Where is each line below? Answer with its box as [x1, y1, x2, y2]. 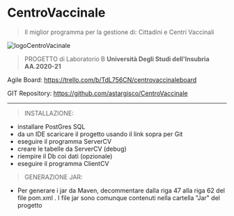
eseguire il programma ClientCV [17, 159, 109, 167]
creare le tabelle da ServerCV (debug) [17, 144, 127, 153]
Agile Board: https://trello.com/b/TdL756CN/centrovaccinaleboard [7, 75, 197, 84]
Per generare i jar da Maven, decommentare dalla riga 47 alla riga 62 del [17, 186, 225, 194]
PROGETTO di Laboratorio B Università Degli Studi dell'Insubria [24, 54, 210, 63]
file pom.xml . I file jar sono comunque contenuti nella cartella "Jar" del [17, 193, 221, 202]
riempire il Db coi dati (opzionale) [17, 151, 113, 160]
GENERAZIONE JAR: [24, 172, 83, 181]
